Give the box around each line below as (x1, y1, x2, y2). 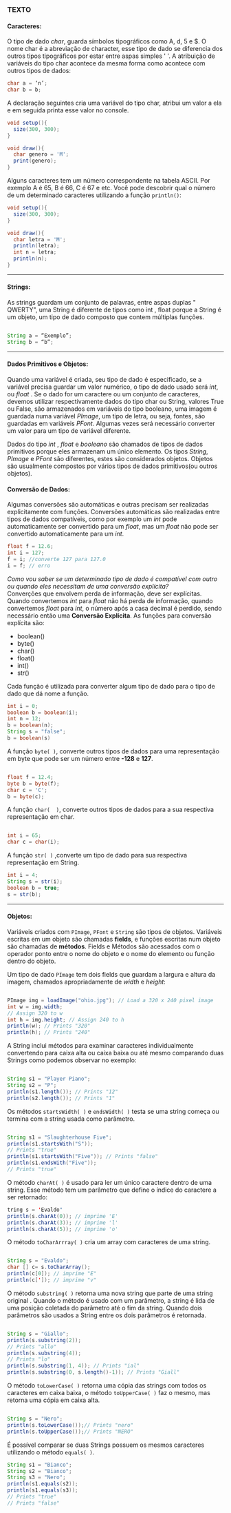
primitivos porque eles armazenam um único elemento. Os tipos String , (7, 447, 208, 456)
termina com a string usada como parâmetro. (7, 1115, 135, 1123)
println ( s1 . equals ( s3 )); (7, 1487, 78, 1494)
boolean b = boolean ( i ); (7, 709, 78, 716)
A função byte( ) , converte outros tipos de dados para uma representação (7, 747, 220, 755)
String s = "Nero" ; (7, 1415, 63, 1423)
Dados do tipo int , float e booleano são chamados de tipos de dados (7, 440, 203, 449)
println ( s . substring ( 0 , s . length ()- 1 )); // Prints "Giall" (7, 1369, 180, 1376)
